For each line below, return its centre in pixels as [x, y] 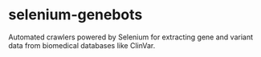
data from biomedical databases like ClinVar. [82, 45]
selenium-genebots [75, 15]
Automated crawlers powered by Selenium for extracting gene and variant [131, 37]
